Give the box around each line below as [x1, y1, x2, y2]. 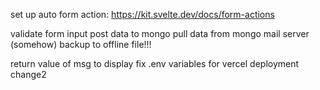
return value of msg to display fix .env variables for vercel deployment [10, 58, 300, 69]
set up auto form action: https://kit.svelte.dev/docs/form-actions [10, 9, 275, 20]
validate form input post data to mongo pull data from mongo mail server [10, 28, 310, 39]
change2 [10, 69, 47, 80]
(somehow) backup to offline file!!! [10, 39, 152, 50]
